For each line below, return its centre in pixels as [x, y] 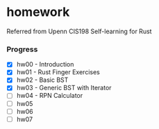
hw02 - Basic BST [42, 80]
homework [38, 12]
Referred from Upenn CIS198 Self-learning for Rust [79, 31]
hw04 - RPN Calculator [50, 96]
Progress [22, 49]
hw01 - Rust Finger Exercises [58, 72]
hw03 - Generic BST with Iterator [64, 88]
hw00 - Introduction [45, 64]
